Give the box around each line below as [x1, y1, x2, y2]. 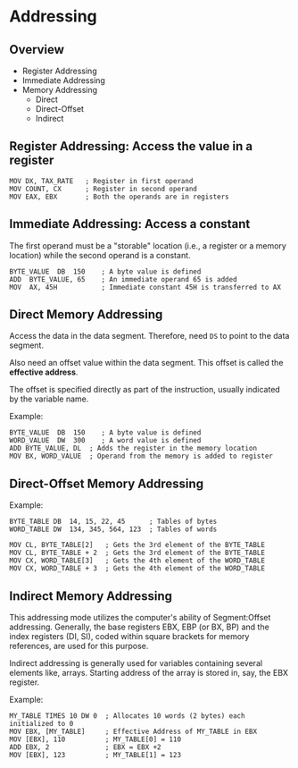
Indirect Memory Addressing [9, 588, 172, 603]
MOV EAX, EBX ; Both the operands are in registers [9, 192, 229, 201]
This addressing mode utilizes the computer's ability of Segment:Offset [9, 612, 271, 623]
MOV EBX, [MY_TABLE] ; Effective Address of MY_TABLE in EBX [9, 727, 257, 737]
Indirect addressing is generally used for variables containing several [9, 658, 263, 669]
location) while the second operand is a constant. [9, 249, 191, 260]
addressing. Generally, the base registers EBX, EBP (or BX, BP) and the [9, 621, 269, 632]
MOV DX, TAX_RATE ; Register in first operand [9, 176, 194, 185]
